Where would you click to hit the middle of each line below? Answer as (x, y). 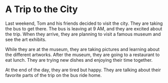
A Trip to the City (41, 9)
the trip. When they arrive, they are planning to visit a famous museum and (83, 34)
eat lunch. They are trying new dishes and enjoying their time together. (79, 60)
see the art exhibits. (26, 39)
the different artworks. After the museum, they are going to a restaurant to (82, 55)
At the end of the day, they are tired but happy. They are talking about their (83, 70)
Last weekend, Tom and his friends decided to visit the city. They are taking (84, 23)
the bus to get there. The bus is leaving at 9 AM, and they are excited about (84, 28)
